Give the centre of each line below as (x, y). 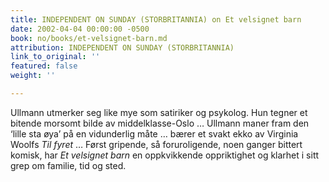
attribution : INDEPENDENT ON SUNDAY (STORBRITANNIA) (122, 47)
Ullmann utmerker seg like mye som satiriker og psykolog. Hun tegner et (159, 112)
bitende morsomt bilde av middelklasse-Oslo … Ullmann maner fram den (160, 123)
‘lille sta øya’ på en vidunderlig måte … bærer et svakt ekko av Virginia (154, 133)
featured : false (44, 66)
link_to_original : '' (55, 57)
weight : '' (33, 76)
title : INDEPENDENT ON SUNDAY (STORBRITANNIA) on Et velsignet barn (156, 19)
